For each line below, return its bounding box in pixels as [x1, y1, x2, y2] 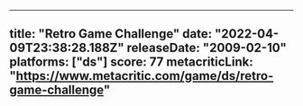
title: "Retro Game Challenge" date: [9, 26, 213, 41]
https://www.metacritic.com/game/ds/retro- [15, 68, 274, 84]
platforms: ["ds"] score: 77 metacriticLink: [9, 55, 254, 70]
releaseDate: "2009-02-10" [126, 40, 287, 56]
